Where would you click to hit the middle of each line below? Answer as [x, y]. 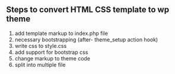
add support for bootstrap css [51, 52]
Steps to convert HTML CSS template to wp [88, 10]
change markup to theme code [52, 58]
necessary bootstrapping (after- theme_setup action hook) [86, 39]
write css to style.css [41, 46]
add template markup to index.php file [61, 33]
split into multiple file [40, 65]
